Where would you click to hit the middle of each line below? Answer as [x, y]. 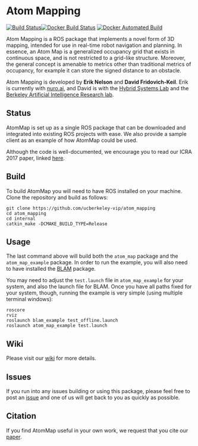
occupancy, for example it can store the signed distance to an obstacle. [94, 70]
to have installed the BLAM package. [51, 269]
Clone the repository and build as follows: [57, 197]
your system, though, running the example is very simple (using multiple [95, 293]
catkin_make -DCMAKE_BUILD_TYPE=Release [57, 224]
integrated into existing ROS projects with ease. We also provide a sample [97, 134]
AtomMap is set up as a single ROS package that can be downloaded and [96, 127]
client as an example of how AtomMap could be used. [72, 140]
